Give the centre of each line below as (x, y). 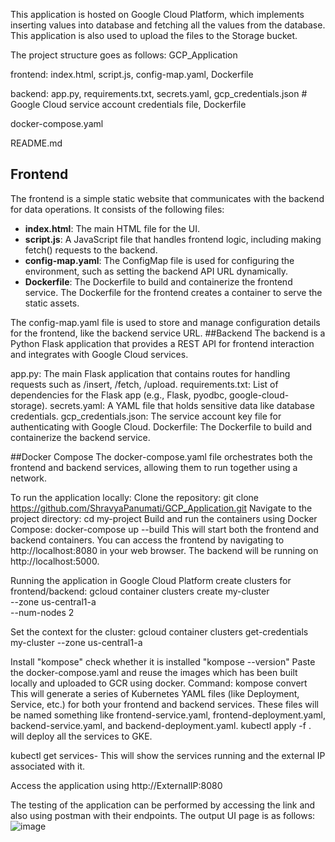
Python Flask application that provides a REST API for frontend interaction (162, 343)
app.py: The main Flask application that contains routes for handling (150, 373)
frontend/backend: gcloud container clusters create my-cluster (140, 591)
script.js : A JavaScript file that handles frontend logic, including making (173, 239)
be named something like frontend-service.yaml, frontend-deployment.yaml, (168, 715)
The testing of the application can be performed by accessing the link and (163, 805)
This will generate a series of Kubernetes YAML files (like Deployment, (155, 693)
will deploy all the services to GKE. (81, 736)
